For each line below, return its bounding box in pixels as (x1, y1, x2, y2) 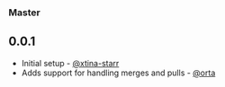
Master (8, 6, 41, 19)
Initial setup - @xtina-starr (21, 57, 120, 68)
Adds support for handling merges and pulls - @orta (21, 67, 216, 78)
